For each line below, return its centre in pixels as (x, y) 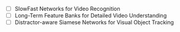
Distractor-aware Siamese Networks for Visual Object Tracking (94, 22)
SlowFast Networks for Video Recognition (67, 9)
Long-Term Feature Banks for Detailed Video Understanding (91, 16)
